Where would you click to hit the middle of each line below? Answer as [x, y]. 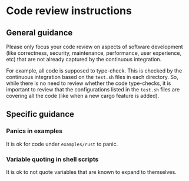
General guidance [39, 33]
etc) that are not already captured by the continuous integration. [84, 59]
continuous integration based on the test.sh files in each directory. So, [92, 77]
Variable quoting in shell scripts [52, 159]
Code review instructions [69, 11]
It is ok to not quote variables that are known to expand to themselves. [91, 172]
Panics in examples [34, 131]
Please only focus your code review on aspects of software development [95, 47]
